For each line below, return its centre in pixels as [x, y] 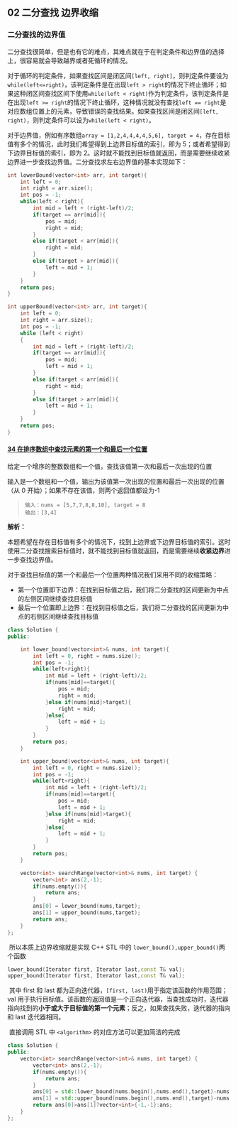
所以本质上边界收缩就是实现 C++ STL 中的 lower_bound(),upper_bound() [114, 947]
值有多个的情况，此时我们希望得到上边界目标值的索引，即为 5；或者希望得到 [119, 143]
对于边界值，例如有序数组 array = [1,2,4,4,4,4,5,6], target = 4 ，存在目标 [119, 135]
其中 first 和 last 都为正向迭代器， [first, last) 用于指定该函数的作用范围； [118, 990]
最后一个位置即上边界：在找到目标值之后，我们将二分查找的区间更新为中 [123, 608]
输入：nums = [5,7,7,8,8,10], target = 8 [85, 505]
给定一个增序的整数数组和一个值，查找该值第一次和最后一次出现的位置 [110, 467]
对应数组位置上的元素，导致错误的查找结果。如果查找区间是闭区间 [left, [113, 111]
